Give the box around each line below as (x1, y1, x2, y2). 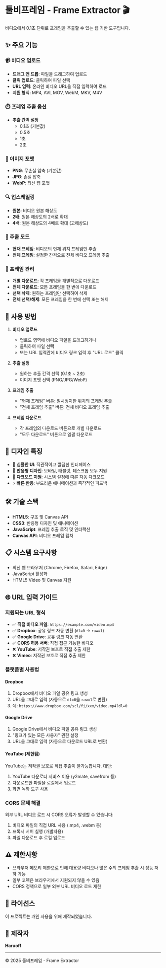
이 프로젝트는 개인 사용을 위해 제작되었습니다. (5, 913, 92, 919)
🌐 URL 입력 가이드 (5, 593, 58, 601)
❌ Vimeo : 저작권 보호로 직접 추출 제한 (12, 653, 86, 659)
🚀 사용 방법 (5, 312, 37, 321)
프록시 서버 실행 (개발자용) (12, 828, 63, 834)
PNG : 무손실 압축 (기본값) (12, 167, 62, 174)
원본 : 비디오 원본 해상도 (12, 207, 58, 214)
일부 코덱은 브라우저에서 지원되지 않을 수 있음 (12, 877, 100, 883)
